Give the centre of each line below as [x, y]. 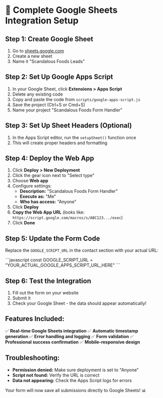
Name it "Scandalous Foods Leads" [49, 61]
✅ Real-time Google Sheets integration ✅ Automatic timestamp [72, 331]
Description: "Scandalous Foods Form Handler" [69, 191]
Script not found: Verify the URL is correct [56, 375]
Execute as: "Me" [38, 197]
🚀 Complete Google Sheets [61, 10]
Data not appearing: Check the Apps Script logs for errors [72, 380]
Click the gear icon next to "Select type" [54, 175]
